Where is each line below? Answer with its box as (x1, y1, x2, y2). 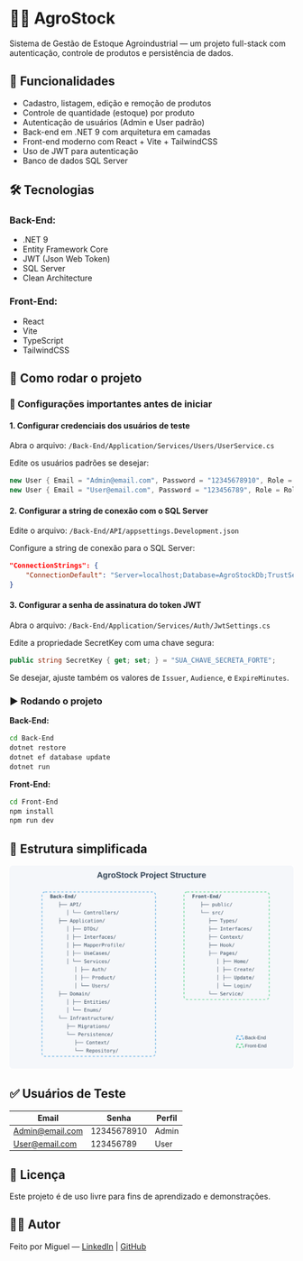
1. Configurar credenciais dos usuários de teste (9, 419, 191, 431)
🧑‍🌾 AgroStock (9, 8, 115, 29)
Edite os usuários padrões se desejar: (9, 457, 150, 468)
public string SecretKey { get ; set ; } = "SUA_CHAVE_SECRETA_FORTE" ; (9, 656, 277, 666)
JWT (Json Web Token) (22, 253, 111, 264)
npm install (9, 806, 54, 815)
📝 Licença (9, 1167, 66, 1183)
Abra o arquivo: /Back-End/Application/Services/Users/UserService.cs (9, 440, 275, 451)
